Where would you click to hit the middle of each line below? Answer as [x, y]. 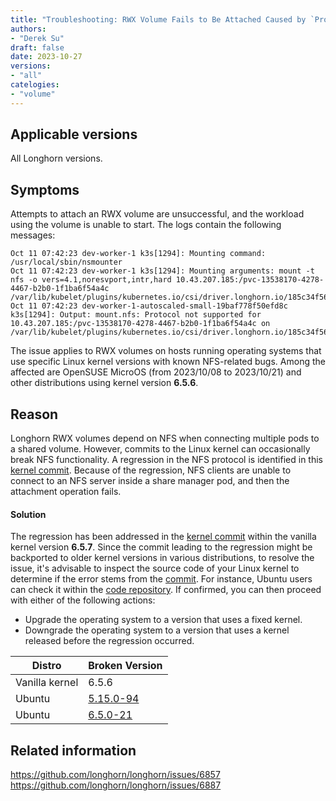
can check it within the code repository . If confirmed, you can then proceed [166, 590]
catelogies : [35, 85]
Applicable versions [74, 134]
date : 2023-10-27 [46, 57]
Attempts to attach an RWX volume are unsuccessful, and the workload [157, 214]
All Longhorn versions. [56, 158]
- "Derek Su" [37, 38]
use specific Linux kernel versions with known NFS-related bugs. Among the [168, 362]
